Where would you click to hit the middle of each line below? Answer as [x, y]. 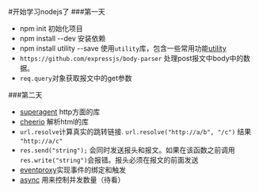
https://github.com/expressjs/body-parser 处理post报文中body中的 [131, 58]
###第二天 [25, 95]
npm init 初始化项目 [51, 29]
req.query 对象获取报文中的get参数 [76, 78]
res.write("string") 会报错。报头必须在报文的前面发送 [109, 160]
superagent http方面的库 [60, 112]
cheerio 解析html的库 [54, 122]
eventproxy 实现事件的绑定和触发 [73, 170]
